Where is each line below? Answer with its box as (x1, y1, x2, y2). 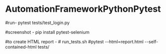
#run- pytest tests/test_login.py (5, 20, 70, 26)
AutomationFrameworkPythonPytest (5, 3, 161, 15)
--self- (144, 38, 159, 45)
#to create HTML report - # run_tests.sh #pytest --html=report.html (5, 38, 144, 45)
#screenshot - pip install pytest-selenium (5, 29, 90, 35)
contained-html (5, 44, 37, 50)
